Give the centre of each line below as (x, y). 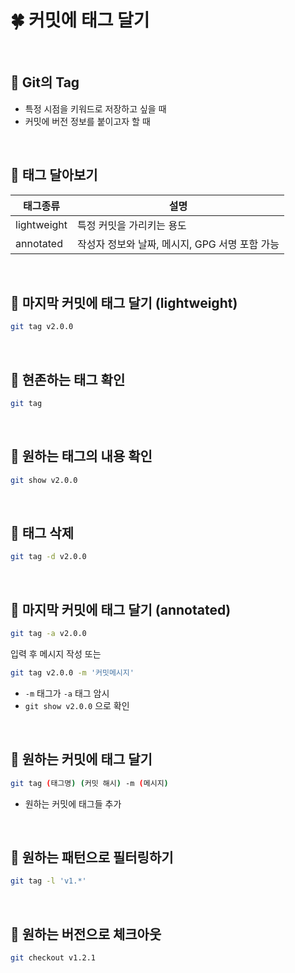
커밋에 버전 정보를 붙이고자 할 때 (87, 121)
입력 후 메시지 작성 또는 (56, 654)
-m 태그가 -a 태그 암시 (67, 693)
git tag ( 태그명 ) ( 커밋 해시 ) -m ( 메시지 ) (89, 783)
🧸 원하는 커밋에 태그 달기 (81, 759)
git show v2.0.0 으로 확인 (77, 705)
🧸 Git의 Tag (45, 82)
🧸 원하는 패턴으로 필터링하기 (92, 857)
